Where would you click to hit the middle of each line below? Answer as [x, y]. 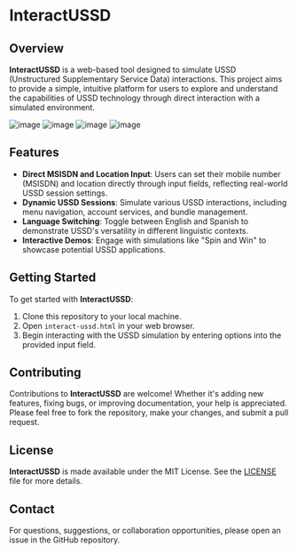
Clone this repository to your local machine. [102, 316]
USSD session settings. [65, 193]
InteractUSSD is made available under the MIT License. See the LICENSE [143, 471]
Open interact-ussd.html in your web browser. [108, 325]
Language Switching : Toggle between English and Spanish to [135, 221]
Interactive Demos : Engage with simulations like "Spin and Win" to [144, 240]
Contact [32, 509]
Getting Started [53, 278]
